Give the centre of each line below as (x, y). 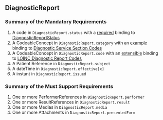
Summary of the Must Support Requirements (59, 86)
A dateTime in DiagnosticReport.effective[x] (58, 69)
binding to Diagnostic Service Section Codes (57, 48)
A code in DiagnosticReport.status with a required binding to (73, 32)
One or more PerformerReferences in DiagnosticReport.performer (78, 97)
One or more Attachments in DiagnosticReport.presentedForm (73, 112)
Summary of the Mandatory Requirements (56, 22)
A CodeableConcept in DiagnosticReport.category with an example (80, 43)
